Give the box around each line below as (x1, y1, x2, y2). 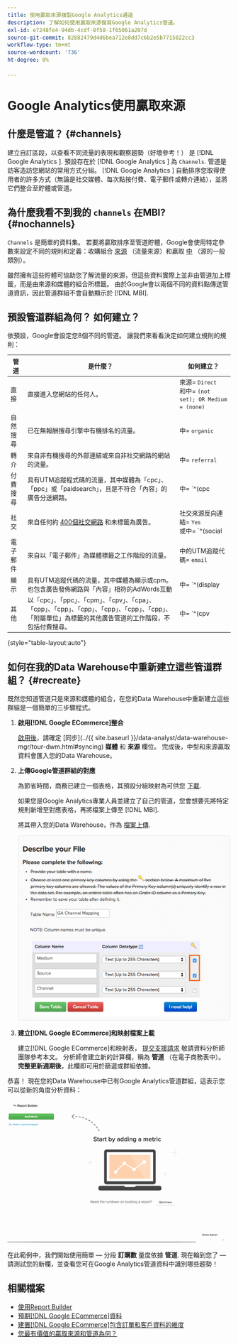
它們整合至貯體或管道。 (7, 183, 76, 192)
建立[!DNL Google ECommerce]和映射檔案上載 (17, 1029, 155, 1037)
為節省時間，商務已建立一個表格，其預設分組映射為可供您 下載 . (17, 781, 202, 790)
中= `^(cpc (179, 484, 210, 493)
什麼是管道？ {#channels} (7, 128, 123, 140)
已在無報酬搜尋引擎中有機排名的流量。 (27, 426, 140, 435)
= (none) (179, 403, 205, 411)
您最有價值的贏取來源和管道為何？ (17, 1329, 118, 1338)
